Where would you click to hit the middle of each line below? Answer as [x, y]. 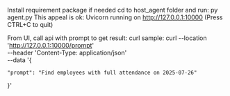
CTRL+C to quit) [30, 25]
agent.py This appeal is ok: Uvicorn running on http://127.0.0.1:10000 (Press [115, 17]
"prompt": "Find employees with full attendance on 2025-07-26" [102, 73]
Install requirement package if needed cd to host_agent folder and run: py [113, 10]
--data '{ [19, 60]
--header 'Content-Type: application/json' [67, 52]
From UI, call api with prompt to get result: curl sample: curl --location [107, 38]
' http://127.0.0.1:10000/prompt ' [51, 45]
